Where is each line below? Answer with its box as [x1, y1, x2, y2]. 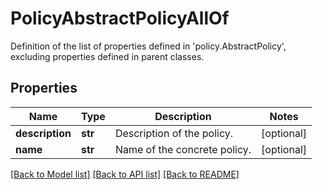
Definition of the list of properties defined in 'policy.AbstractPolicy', [10, 40, 287, 52]
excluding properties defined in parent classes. [10, 50, 205, 62]
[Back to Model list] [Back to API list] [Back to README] [10, 168, 240, 180]
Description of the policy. [114, 126, 234, 140]
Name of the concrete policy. [114, 142, 252, 156]
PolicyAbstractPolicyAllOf [10, 7, 230, 30]
